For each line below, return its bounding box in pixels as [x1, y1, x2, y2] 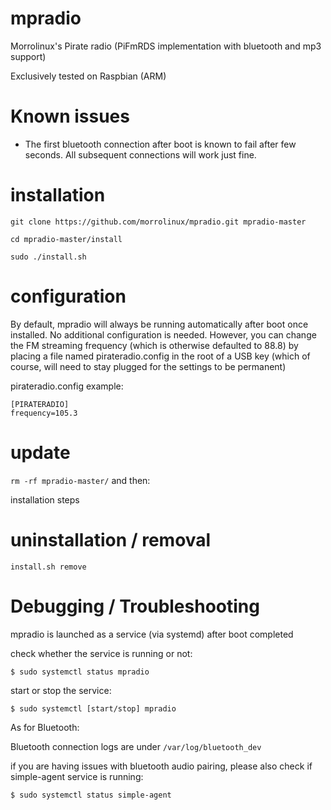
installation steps [10, 493, 80, 506]
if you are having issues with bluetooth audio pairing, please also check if [10, 760, 313, 772]
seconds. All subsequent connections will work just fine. [24, 148, 257, 161]
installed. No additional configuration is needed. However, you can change [10, 328, 317, 341]
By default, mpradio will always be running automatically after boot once [10, 318, 309, 330]
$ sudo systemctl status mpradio [10, 667, 150, 677]
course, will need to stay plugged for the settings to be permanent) [10, 360, 287, 372]
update [10, 441, 71, 464]
